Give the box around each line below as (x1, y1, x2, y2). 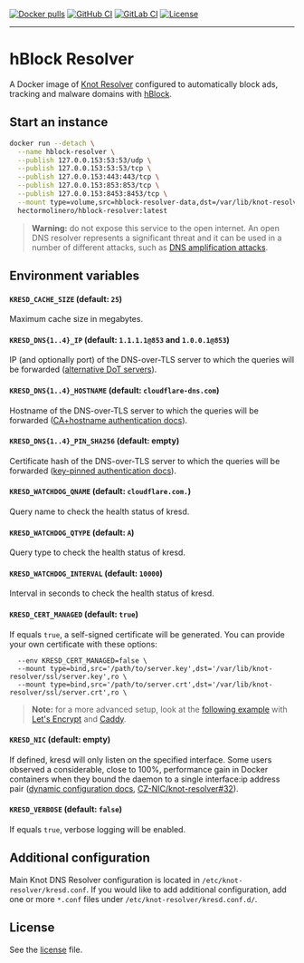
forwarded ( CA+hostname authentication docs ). (9, 414, 188, 425)
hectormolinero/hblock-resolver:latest (17, 206, 168, 215)
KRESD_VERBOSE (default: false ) (9, 803, 123, 815)
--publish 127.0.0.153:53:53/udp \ (17, 155, 152, 165)
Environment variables (9, 268, 140, 284)
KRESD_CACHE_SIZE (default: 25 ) (9, 293, 123, 304)
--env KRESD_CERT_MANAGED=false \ (17, 656, 147, 666)
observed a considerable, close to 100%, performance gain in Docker (9, 764, 269, 774)
